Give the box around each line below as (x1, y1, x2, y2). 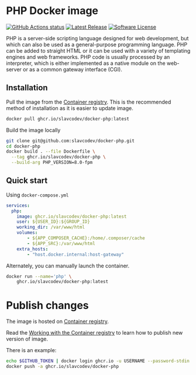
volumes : (16, 230, 38, 236)
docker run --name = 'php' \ (6, 273, 72, 279)
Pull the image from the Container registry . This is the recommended (6, 98, 171, 105)
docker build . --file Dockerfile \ (6, 149, 95, 154)
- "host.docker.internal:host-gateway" (27, 252, 125, 257)
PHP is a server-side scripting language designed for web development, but (6, 35, 189, 42)
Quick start (6, 176, 48, 185)
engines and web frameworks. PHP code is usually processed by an (6, 53, 170, 60)
